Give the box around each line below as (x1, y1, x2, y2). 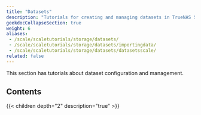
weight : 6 (6, 25, 31, 32)
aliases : (6, 31, 28, 37)
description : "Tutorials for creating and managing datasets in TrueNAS (6, 14, 191, 20)
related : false (6, 53, 44, 59)
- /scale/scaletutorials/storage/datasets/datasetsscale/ (8, 48, 157, 54)
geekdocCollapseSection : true (6, 20, 82, 26)
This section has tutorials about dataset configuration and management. (6, 69, 184, 76)
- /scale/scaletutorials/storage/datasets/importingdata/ (8, 42, 157, 48)
